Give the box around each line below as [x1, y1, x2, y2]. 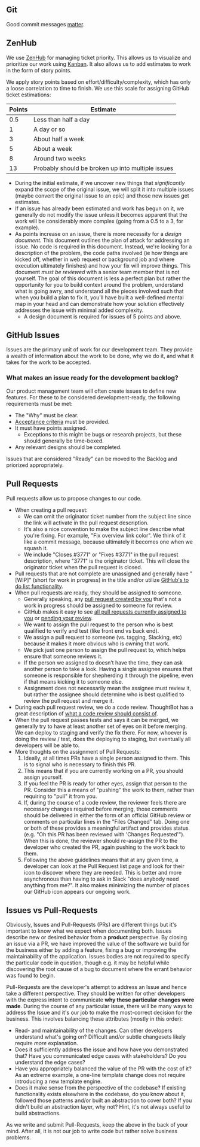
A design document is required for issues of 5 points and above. [23, 312, 182, 320]
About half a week [33, 135, 85, 143]
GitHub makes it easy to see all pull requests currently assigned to [23, 608, 187, 615]
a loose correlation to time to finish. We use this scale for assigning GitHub [6, 84, 190, 92]
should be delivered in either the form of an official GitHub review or [23, 811, 192, 819]
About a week [33, 144, 72, 153]
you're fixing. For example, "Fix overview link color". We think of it [23, 532, 186, 539]
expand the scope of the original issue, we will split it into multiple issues [14, 186, 194, 193]
